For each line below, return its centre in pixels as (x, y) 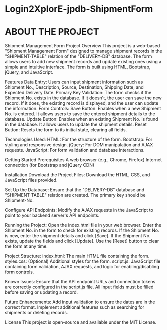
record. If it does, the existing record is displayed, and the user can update (82, 103)
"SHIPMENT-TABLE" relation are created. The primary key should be (75, 195)
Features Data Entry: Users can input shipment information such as (74, 82)
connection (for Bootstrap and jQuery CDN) (50, 165)
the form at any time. (27, 246)
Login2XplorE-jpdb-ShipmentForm (79, 9)
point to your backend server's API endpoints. (52, 215)
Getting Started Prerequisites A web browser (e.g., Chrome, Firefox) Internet (83, 160)
